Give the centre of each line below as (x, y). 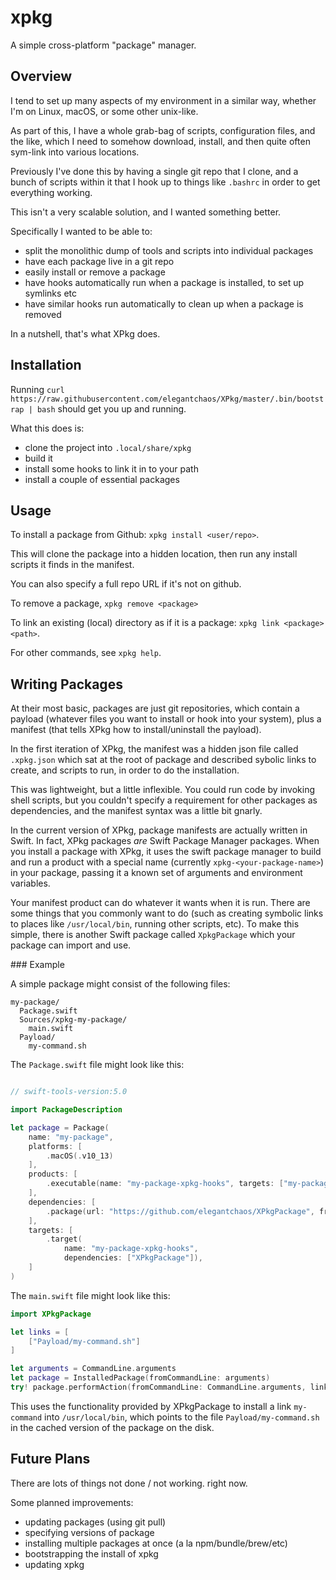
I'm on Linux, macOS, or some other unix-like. (104, 111)
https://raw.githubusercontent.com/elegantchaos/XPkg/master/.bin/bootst (167, 399)
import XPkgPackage (51, 1314)
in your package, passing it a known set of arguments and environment (156, 873)
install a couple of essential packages (102, 479)
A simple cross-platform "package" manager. (103, 45)
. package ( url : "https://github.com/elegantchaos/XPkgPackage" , (180, 1211)
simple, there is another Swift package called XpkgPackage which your (153, 935)
